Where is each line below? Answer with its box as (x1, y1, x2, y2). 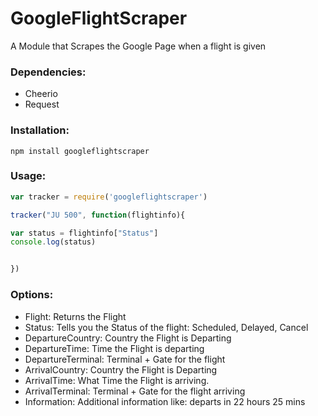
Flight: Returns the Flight (24, 310, 127, 322)
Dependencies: (10, 65, 87, 79)
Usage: (10, 169, 47, 183)
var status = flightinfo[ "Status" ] (10, 228, 159, 238)
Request (24, 98, 60, 111)
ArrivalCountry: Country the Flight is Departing (24, 363, 218, 376)
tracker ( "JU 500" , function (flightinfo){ (10, 210, 186, 220)
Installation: (10, 123, 70, 137)
